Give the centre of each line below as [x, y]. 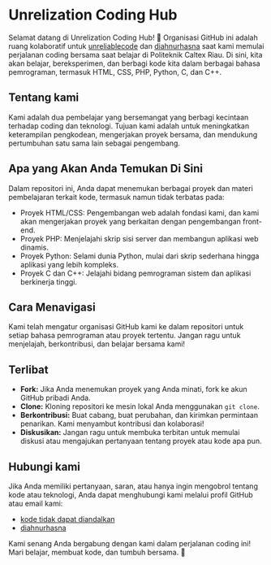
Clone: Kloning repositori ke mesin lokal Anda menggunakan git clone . [140, 406]
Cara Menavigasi [52, 307]
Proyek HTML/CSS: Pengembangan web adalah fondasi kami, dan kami [140, 212]
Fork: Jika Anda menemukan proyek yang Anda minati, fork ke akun [133, 389]
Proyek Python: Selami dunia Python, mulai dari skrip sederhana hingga [140, 256]
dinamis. [34, 247]
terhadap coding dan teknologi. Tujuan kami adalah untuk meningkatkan [129, 126]
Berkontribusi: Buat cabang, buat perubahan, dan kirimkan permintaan [139, 415]
